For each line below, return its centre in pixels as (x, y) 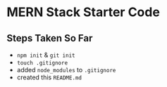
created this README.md (49, 77)
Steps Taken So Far (50, 38)
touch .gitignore (42, 63)
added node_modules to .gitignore (66, 70)
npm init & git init (46, 55)
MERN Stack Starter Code (83, 12)
